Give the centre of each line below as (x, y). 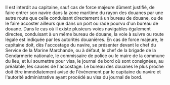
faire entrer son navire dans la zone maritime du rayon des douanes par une (84, 13)
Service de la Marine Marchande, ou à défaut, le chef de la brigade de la (81, 50)
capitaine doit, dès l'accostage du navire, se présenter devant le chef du (81, 45)
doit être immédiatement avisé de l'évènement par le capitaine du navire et (83, 72)
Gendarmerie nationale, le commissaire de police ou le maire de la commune (85, 56)
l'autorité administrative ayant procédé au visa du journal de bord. (74, 77)
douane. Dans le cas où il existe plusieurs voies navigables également (78, 29)
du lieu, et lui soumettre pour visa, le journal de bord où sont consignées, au (84, 61)
